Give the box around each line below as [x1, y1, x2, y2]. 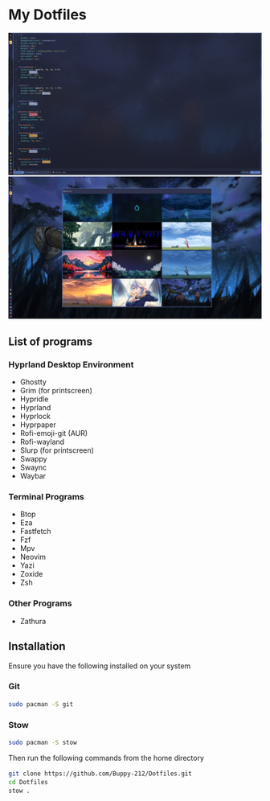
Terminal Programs [8, 491, 84, 503]
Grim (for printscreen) [19, 386, 92, 396]
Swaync [19, 462, 47, 472]
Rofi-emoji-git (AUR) [19, 429, 88, 438]
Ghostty [19, 377, 47, 387]
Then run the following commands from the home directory [8, 753, 205, 762]
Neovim [19, 552, 47, 562]
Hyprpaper [19, 420, 56, 429]
